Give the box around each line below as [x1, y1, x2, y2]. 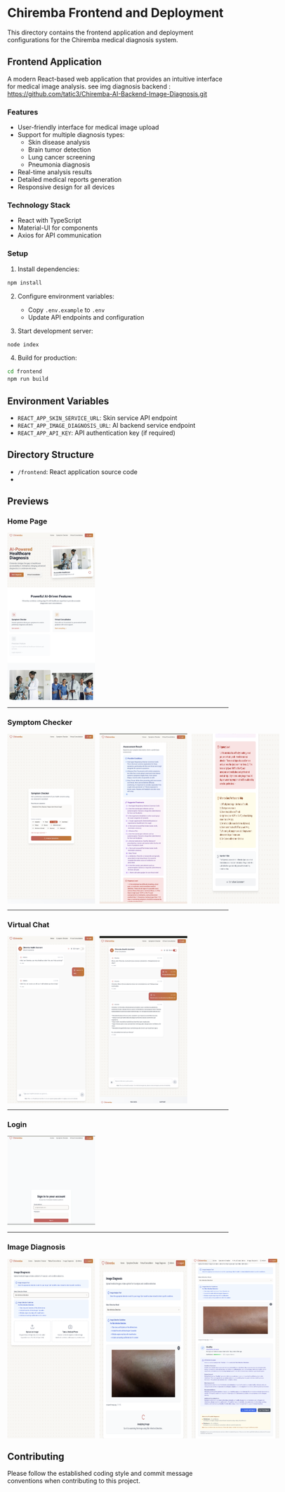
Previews [7, 495, 49, 507]
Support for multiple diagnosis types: [17, 131, 125, 139]
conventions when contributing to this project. [7, 1477, 140, 1485]
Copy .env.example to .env [27, 306, 105, 314]
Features [7, 107, 39, 117]
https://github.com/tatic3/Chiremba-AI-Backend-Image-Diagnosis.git [7, 89, 208, 98]
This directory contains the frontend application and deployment [7, 28, 194, 37]
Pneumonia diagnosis [27, 160, 91, 169]
